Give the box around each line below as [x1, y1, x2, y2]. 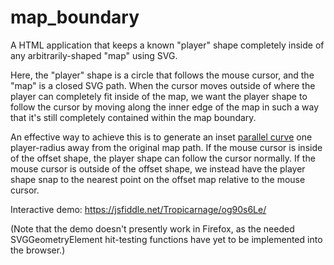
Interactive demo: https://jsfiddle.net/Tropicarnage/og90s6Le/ [10, 203, 267, 215]
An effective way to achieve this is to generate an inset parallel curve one [10, 131, 313, 143]
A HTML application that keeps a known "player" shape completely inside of [10, 39, 325, 51]
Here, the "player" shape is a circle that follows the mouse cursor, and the [10, 69, 315, 81]
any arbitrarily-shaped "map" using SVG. [10, 49, 178, 61]
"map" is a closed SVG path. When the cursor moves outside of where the [10, 79, 316, 91]
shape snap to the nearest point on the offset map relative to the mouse [10, 173, 306, 185]
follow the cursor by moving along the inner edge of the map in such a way [10, 101, 320, 113]
